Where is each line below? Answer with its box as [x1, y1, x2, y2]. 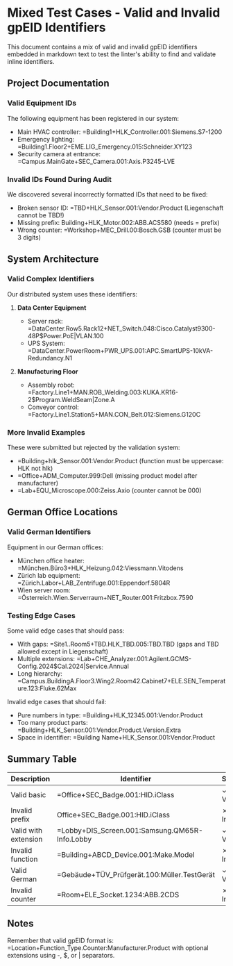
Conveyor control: [27, 403, 80, 411]
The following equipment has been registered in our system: [7, 114, 179, 122]
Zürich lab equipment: [17, 571, 80, 579]
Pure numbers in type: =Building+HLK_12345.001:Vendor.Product [17, 710, 203, 719]
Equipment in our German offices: [7, 543, 104, 551]
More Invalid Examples [7, 427, 85, 437]
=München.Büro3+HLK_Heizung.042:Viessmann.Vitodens [17, 564, 184, 572]
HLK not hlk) [17, 464, 53, 472]
